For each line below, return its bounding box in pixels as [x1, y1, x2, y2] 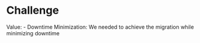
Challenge [6, 4, 60, 17]
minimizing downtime [6, 29, 60, 36]
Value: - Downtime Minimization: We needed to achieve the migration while [6, 23, 195, 30]
